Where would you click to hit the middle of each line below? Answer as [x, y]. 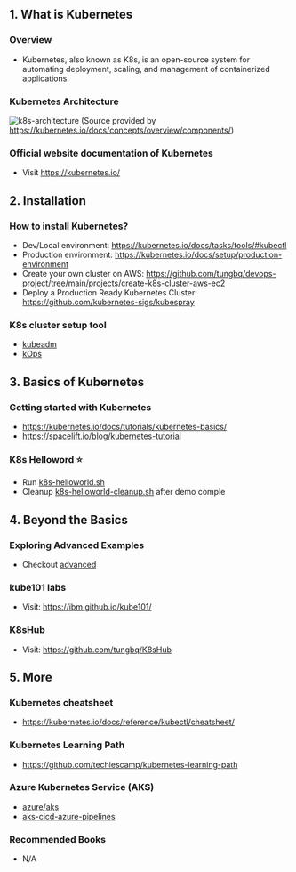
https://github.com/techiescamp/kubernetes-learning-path [130, 764]
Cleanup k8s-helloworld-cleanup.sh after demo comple [124, 492]
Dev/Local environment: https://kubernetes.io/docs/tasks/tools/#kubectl [154, 245]
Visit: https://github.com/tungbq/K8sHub [96, 650]
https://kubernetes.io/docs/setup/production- [199, 254]
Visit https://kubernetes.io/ [71, 173]
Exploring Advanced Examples [77, 545]
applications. [45, 78]
